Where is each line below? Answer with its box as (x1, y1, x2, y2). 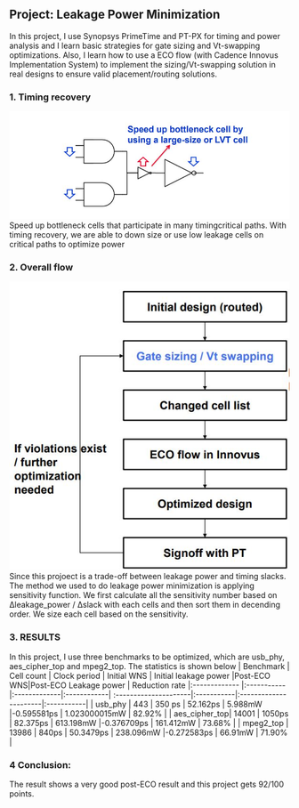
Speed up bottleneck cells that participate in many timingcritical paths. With (9, 220, 287, 230)
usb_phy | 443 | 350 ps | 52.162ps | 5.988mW (94, 699, 263, 709)
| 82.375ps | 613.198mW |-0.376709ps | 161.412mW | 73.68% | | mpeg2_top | (9, 717, 289, 728)
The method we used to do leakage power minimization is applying (9, 580, 255, 591)
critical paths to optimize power (9, 238, 125, 249)
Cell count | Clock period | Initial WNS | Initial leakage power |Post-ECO (9, 670, 271, 681)
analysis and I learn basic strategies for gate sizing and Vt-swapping (9, 40, 261, 51)
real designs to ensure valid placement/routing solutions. (9, 69, 218, 79)
